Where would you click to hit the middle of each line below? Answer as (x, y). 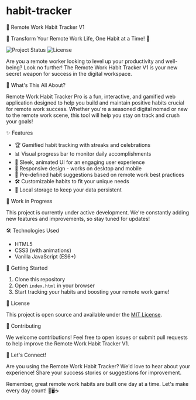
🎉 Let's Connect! (26, 355)
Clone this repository (40, 279)
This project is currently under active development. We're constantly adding (98, 212)
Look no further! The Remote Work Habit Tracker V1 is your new (101, 67)
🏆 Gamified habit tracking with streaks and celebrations (82, 144)
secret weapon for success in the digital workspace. (69, 73)
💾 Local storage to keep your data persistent (68, 190)
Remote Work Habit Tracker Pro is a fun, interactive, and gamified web (91, 96)
